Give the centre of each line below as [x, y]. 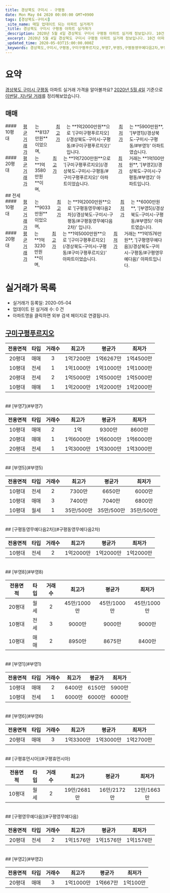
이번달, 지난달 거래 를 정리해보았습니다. [43, 96]
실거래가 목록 [31, 288]
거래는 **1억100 [144, 159]
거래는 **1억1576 [141, 234]
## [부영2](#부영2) [24, 859]
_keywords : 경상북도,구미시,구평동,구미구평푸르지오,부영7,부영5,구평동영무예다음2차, [83, 48]
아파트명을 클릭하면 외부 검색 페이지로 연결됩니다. [61, 316]
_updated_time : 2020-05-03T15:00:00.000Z [50, 43]
